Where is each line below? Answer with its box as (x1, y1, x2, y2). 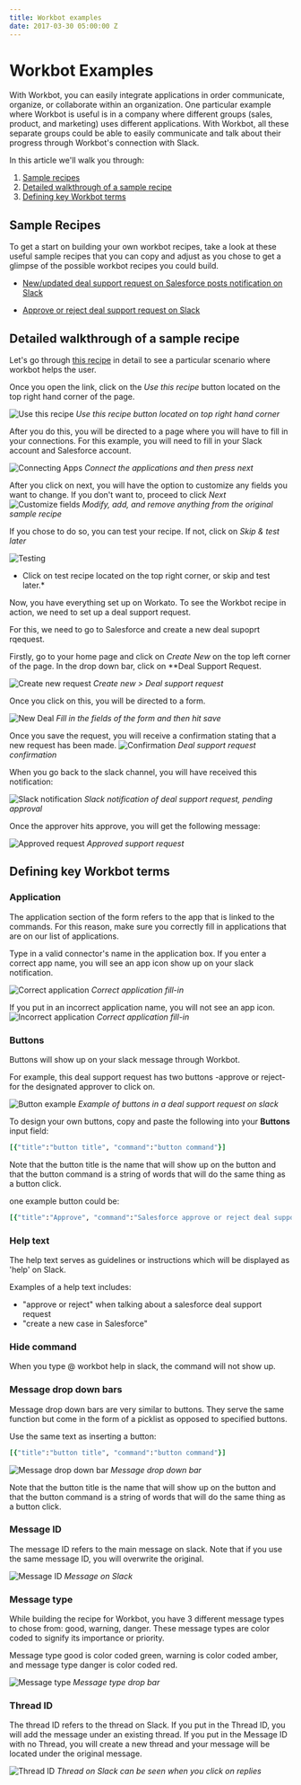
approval (9, 803, 43, 814)
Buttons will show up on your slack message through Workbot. (9, 1055, 240, 1065)
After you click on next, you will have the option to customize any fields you (9, 480, 288, 490)
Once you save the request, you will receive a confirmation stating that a (9, 730, 277, 741)
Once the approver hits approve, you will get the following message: (9, 821, 262, 832)
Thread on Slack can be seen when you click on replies (56, 1766, 262, 1777)
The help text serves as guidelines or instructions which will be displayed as (9, 1255, 290, 1266)
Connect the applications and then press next (84, 463, 254, 473)
